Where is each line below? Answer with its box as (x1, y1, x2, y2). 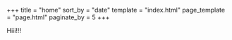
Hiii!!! (6, 27, 22, 34)
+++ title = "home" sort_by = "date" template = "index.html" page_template (6, 6, 226, 14)
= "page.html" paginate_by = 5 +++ (6, 13, 110, 21)
